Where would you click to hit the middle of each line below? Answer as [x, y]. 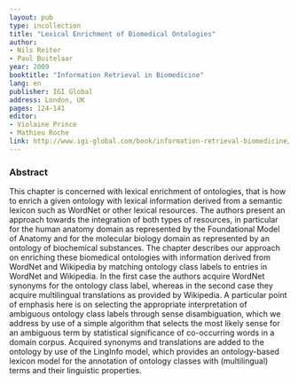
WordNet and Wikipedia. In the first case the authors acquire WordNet [137, 277]
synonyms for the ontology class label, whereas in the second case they [141, 286]
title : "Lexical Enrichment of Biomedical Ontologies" [113, 34]
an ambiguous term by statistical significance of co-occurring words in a [142, 333]
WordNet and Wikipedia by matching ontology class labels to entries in [138, 267]
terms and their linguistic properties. [75, 371]
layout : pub [31, 17]
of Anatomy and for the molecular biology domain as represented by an [140, 239]
